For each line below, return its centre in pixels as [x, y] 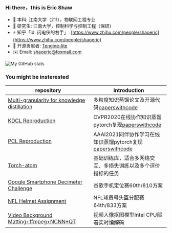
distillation [20, 106]
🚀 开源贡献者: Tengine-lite [40, 46]
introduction [129, 90]
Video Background [30, 215]
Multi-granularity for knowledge [47, 100]
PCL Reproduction [30, 141]
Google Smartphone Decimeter [45, 182]
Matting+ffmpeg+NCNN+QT [42, 221]
